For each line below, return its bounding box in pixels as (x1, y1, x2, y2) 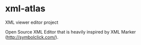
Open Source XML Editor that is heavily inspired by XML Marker (5, 29, 136, 35)
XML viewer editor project (5, 19, 59, 25)
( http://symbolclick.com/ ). (5, 34, 59, 40)
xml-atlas (5, 3, 46, 14)
